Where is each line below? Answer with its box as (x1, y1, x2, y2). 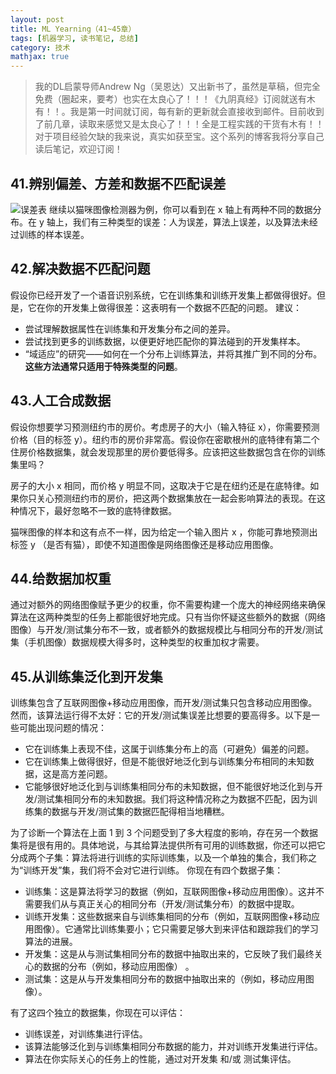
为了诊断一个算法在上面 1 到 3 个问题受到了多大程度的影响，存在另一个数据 (10, 827, 319, 839)
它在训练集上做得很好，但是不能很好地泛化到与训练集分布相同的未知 (24, 756, 306, 768)
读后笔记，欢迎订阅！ (34, 143, 123, 155)
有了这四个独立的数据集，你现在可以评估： (10, 1007, 186, 1019)
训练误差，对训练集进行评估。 (24, 1028, 148, 1040)
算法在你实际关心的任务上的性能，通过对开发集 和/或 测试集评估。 (24, 1053, 297, 1065)
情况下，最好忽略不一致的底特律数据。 (18, 504, 177, 516)
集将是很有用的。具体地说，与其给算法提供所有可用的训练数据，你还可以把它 (10, 839, 326, 851)
